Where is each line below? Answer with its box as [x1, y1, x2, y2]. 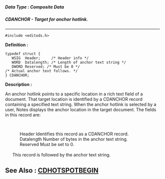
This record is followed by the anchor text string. [12, 152, 111, 158]
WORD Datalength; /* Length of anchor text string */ [11, 60, 126, 65]
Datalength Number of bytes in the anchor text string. [19, 136, 128, 142]
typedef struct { [5, 52, 41, 57]
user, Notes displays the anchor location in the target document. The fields [5, 107, 156, 113]
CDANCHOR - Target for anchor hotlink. [5, 16, 88, 22]
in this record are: [5, 112, 41, 118]
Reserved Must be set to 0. [19, 142, 75, 148]
